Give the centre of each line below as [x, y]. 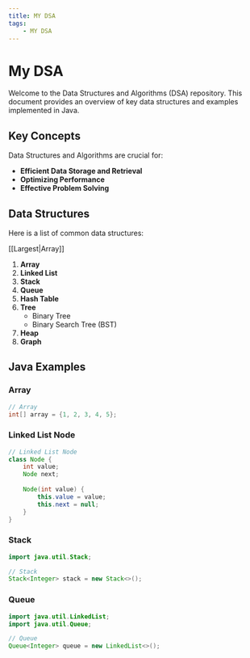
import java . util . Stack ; [50, 557]
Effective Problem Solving [65, 188]
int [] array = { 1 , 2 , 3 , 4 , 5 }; [63, 414]
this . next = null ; [68, 504]
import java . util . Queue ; [50, 624]
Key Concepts [44, 135]
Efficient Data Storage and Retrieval [81, 171]
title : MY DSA [32, 16]
